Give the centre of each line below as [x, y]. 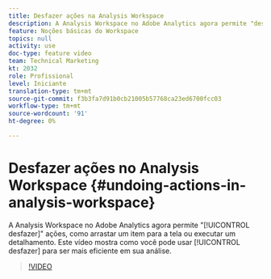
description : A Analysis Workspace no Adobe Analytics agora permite [128, 23]
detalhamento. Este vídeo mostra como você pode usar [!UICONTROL [124, 242]
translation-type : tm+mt [50, 91]
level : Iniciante [38, 83]
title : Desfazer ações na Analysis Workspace [86, 16]
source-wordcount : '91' [48, 114]
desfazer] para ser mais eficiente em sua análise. [90, 251]
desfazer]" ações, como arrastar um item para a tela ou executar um [122, 233]
